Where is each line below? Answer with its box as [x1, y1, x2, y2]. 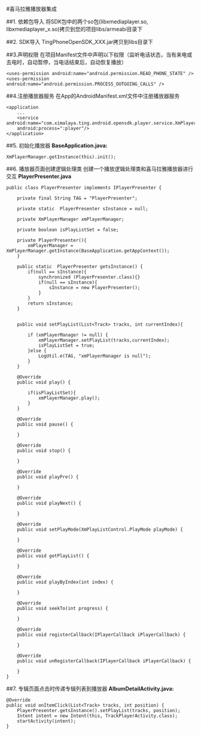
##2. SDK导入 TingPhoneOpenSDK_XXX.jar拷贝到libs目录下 [6, 38, 154, 45]
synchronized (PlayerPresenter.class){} [38, 274, 141, 280]
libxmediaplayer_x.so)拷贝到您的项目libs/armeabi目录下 [6, 26, 143, 32]
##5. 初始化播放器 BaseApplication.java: [6, 142, 108, 149]
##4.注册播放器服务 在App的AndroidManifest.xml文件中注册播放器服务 [6, 93, 180, 99]
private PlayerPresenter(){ [17, 237, 87, 243]
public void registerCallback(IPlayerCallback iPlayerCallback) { [17, 632, 186, 638]
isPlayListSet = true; [38, 343, 95, 349]
